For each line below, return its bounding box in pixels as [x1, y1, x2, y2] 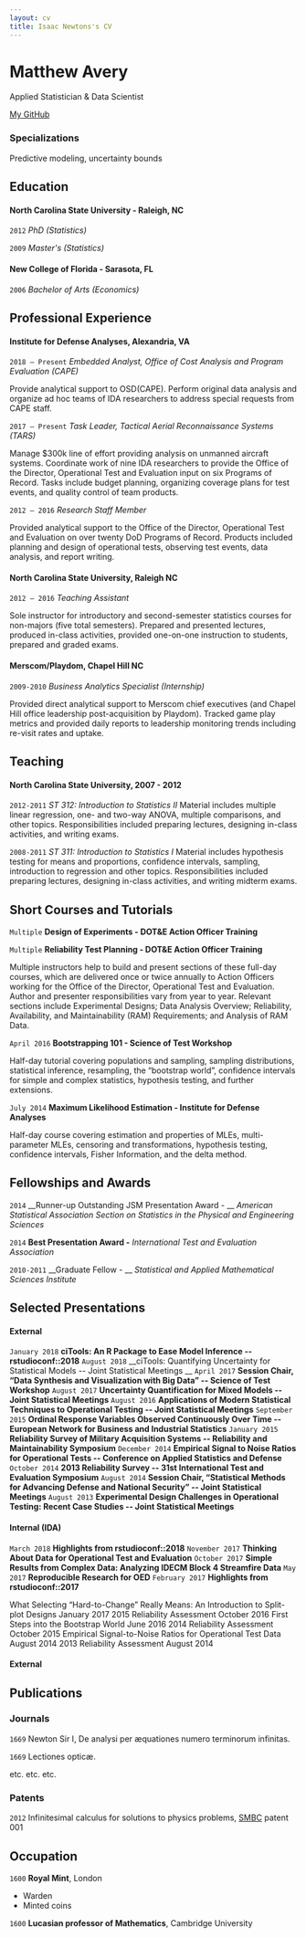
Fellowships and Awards [9, 1175, 152, 1191]
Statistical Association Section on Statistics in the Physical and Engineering [9, 1209, 294, 1220]
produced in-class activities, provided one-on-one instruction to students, [9, 629, 289, 640]
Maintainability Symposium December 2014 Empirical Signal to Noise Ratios [9, 1443, 297, 1454]
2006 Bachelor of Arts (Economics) [9, 284, 140, 295]
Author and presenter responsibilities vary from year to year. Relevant [9, 990, 271, 1001]
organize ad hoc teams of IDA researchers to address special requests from [9, 394, 295, 405]
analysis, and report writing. [9, 552, 115, 563]
